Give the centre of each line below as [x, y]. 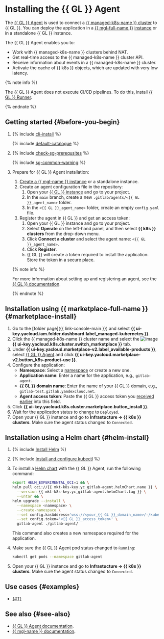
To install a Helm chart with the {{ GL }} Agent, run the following [76, 468]
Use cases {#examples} [42, 587]
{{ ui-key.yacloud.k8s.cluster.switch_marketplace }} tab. [71, 344]
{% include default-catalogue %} [46, 143]
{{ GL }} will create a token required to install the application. [88, 254]
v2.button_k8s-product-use [41, 360]
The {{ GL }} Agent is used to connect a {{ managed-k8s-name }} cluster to [81, 23]
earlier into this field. [40, 401]
